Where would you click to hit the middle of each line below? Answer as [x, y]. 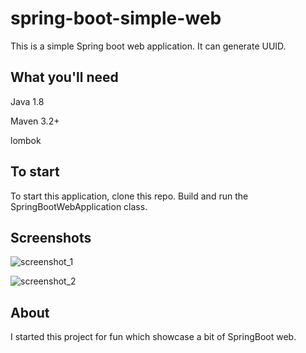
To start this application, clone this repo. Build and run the [129, 196]
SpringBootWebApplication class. [79, 206]
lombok [26, 140]
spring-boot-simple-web [116, 18]
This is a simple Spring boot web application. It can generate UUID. [148, 46]
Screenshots [51, 237]
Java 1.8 [27, 101]
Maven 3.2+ [35, 121]
